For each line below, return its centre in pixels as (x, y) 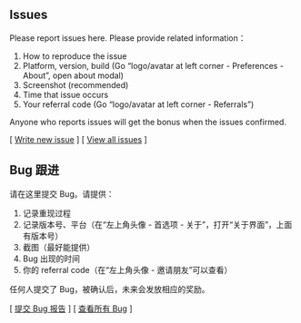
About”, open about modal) (73, 75)
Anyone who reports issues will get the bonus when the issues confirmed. (148, 122)
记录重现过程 (46, 213)
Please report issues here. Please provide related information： (128, 38)
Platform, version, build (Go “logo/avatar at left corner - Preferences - (153, 65)
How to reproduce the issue (75, 56)
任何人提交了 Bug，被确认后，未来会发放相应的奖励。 (110, 289)
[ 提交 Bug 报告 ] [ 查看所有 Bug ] (71, 308)
